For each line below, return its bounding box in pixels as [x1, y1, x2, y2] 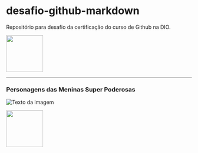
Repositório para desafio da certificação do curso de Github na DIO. [6, 23, 171, 30]
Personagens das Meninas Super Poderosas [6, 85, 136, 93]
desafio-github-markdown [6, 4, 140, 18]
